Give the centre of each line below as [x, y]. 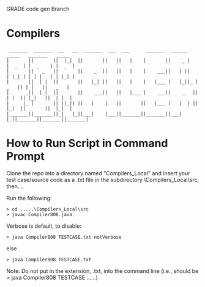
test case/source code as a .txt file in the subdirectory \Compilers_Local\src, [103, 180]
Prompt [25, 157]
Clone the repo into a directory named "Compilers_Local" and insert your [99, 173]
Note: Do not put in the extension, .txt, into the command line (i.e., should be [102, 271]
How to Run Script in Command [87, 143]
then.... [15, 186]
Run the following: [29, 198]
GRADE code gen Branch [38, 9]
